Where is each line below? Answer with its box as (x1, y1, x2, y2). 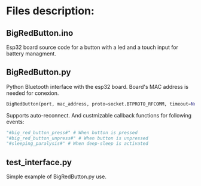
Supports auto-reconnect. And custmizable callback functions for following (6, 111, 192, 119)
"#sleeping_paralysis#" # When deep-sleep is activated (6, 141, 148, 147)
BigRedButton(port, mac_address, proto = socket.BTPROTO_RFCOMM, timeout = (6, 101, 191, 107)
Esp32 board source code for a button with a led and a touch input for (6, 44, 178, 51)
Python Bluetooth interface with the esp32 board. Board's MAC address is (6, 83, 188, 90)
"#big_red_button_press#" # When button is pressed (6, 129, 138, 135)
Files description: (6, 4, 95, 18)
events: (6, 118, 25, 125)
